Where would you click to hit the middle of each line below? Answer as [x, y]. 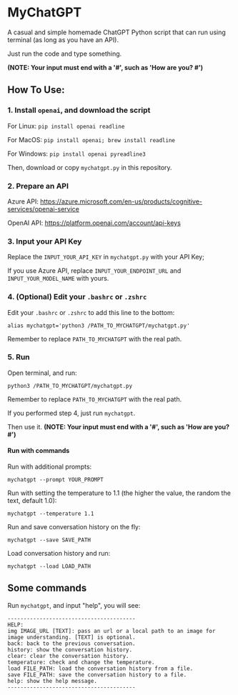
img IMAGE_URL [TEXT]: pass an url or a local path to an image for [111, 631]
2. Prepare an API [38, 186]
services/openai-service [44, 209]
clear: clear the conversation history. [69, 656]
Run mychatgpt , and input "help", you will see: [74, 605]
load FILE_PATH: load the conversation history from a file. [100, 669]
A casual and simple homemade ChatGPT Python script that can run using [117, 32]
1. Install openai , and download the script [79, 110]
